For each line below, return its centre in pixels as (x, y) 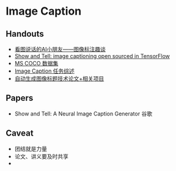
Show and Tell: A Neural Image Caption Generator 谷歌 (83, 114)
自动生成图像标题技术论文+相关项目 (59, 78)
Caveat (20, 133)
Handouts (25, 34)
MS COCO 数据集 (36, 63)
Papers (20, 98)
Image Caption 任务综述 (44, 71)
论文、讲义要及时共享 (41, 156)
